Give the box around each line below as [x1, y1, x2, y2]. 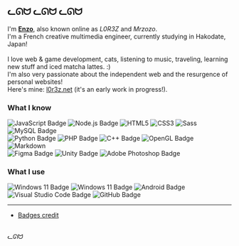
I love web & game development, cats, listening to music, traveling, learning [7, 55, 228, 63]
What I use [7, 167, 46, 177]
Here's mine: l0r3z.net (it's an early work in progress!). [7, 85, 168, 93]
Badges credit [17, 211, 59, 220]
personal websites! [7, 77, 63, 86]
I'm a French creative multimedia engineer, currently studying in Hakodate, [7, 32, 226, 41]
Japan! [7, 39, 28, 48]
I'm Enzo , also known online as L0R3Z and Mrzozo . [7, 24, 158, 33]
